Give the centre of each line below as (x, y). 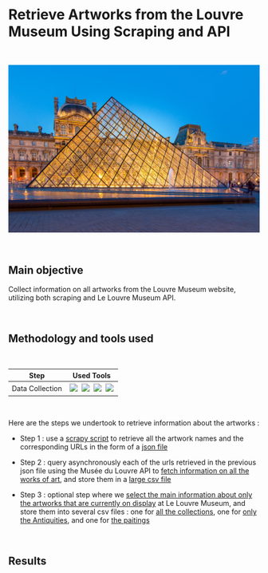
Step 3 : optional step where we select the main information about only (136, 495)
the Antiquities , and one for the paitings (85, 520)
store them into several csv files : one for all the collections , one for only (138, 512)
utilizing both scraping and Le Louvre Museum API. (92, 298)
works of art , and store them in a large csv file (95, 480)
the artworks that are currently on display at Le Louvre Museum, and (132, 504)
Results (28, 561)
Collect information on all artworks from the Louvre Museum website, (122, 290)
